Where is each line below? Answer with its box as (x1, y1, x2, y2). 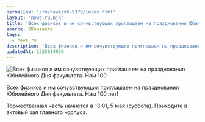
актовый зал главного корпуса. (6, 108, 87, 116)
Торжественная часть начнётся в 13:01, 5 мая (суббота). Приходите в (6, 102, 188, 109)
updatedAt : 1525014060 (6, 49, 64, 55)
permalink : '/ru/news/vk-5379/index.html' (6, 9, 116, 15)
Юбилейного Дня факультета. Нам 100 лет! (6, 90, 119, 98)
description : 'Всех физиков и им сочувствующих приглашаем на (6, 43, 168, 49)
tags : (6, 32, 20, 38)
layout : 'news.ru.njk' (6, 15, 64, 21)
